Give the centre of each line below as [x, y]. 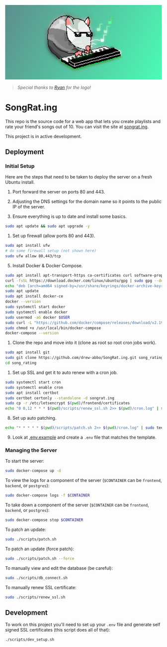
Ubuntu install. [20, 182]
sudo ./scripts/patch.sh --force [40, 558]
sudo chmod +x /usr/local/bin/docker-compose [53, 328]
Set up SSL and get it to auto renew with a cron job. [65, 372]
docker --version [23, 302]
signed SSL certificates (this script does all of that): [58, 630]
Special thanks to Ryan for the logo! [54, 87]
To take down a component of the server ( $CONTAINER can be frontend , [77, 505]
